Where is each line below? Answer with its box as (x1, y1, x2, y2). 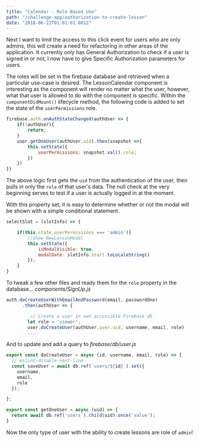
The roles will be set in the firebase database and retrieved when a (6, 73, 169, 80)
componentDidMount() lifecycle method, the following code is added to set (6, 98, 185, 105)
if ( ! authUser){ (17, 122, 55, 128)
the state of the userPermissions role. (6, 105, 97, 112)
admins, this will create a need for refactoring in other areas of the (6, 42, 168, 49)
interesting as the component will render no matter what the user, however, (6, 86, 190, 93)
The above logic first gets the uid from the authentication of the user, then (6, 177, 188, 184)
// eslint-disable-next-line (11, 358, 84, 364)
